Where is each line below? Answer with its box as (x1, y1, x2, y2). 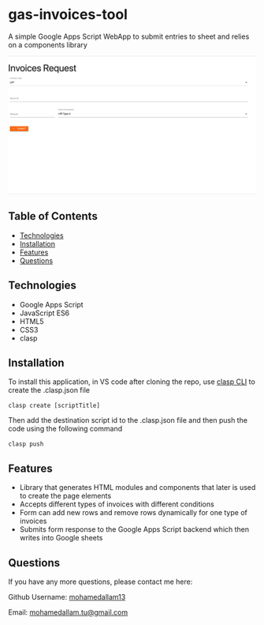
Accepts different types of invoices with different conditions (19, 499, 214, 509)
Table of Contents (8, 209, 99, 223)
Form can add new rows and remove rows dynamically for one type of (19, 508, 248, 518)
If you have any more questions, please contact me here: (8, 577, 193, 586)
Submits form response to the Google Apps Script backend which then (19, 525, 250, 534)
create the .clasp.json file (8, 386, 91, 395)
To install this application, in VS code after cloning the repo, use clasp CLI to (8, 377, 256, 386)
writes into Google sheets (19, 533, 103, 543)
